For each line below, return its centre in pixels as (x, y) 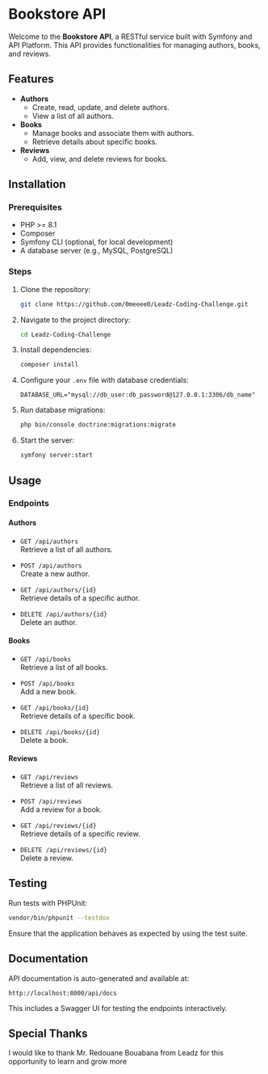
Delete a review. (47, 858)
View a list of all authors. (73, 116)
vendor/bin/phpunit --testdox (59, 918)
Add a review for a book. (61, 809)
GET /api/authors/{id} (58, 590)
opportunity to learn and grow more (68, 1062)
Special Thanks (48, 1033)
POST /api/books (47, 683)
